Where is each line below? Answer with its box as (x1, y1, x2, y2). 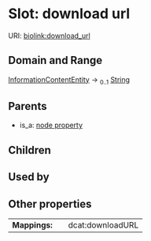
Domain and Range (8, 54, 103, 67)
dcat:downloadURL (68, 219, 139, 230)
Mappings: (12, 219, 53, 230)
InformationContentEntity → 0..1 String (8, 74, 131, 86)
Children (8, 143, 51, 156)
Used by (8, 171, 50, 184)
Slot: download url (8, 5, 131, 23)
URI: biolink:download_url (8, 31, 90, 40)
